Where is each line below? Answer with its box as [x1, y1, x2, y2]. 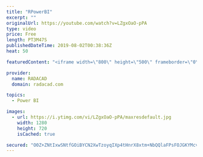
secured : [6, 142, 28, 148]
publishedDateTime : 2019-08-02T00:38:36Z [6, 43, 112, 49]
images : [6, 109, 26, 115]
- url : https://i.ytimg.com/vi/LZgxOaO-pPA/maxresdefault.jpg [11, 114, 172, 120]
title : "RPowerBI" [6, 8, 53, 15]
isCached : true [17, 131, 56, 137]
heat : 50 [6, 48, 28, 54]
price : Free [6, 31, 36, 37]
